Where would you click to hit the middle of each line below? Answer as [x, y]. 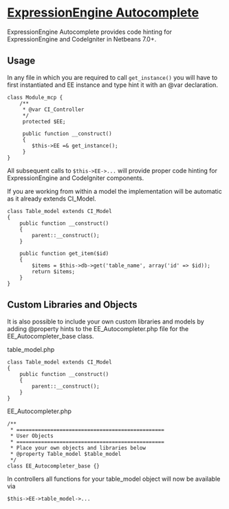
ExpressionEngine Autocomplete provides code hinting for [90, 32]
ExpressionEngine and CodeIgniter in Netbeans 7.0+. [82, 39]
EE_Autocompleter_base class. [51, 336]
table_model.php [31, 349]
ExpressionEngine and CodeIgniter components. [76, 178]
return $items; [54, 271]
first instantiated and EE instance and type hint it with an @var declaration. [113, 85]
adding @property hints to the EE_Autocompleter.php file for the [98, 328]
